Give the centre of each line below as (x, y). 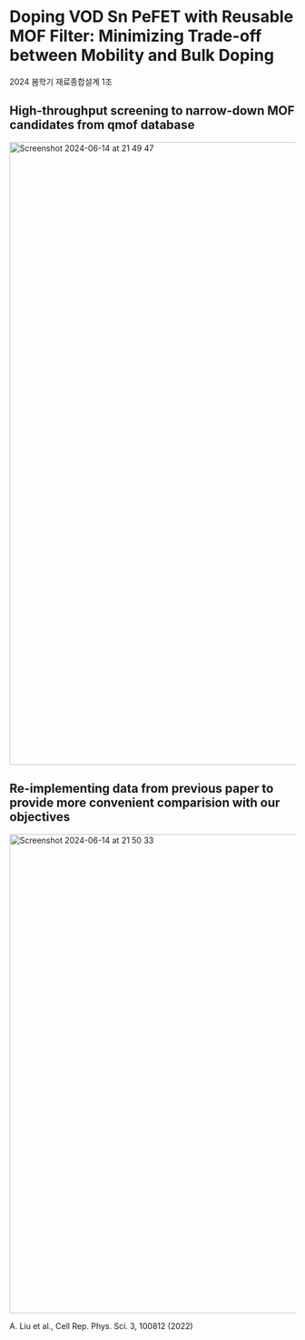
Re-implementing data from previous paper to (142, 789)
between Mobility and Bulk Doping (142, 55)
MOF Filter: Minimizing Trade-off (136, 36)
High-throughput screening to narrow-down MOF (152, 111)
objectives (40, 817)
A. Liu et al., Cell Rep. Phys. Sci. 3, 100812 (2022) (101, 1325)
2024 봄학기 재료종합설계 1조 (61, 81)
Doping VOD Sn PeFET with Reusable (152, 17)
